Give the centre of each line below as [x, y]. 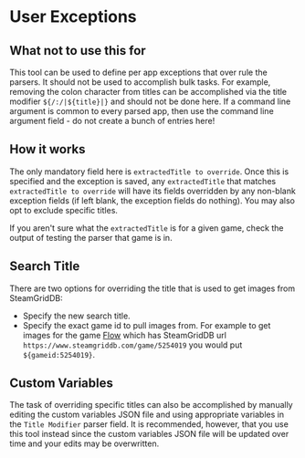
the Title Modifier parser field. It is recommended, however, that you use [149, 424]
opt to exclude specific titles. [64, 210]
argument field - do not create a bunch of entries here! [112, 121]
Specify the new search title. [76, 316]
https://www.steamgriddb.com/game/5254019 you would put [132, 345]
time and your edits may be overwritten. [84, 443]
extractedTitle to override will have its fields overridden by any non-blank [153, 191]
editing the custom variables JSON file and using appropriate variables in [147, 415]
